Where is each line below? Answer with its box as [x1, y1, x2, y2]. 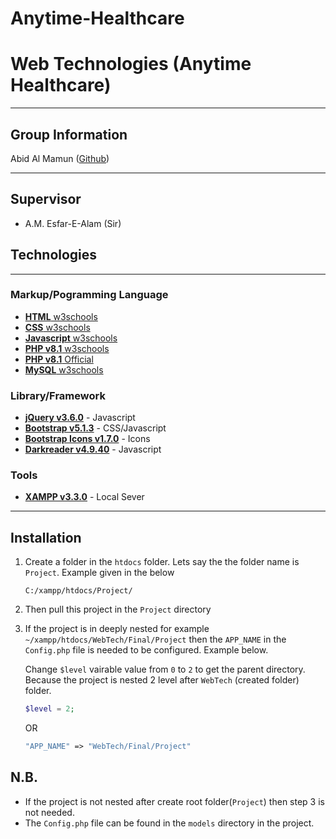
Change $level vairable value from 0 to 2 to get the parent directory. [24, 663, 306, 676]
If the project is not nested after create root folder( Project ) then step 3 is [24, 795, 325, 807]
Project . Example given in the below [24, 567, 175, 579]
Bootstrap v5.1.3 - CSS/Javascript [24, 422, 167, 434]
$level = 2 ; [24, 704, 75, 714]
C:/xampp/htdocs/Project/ [24, 586, 133, 596]
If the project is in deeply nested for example [24, 623, 210, 635]
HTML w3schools [24, 310, 98, 322]
